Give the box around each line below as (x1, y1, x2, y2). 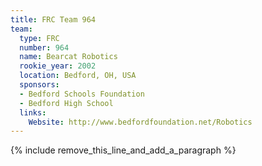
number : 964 (19, 42, 70, 53)
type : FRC (19, 33, 60, 43)
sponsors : (19, 80, 60, 90)
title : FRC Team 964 (10, 14, 97, 25)
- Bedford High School (19, 98, 114, 108)
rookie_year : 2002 (19, 61, 97, 71)
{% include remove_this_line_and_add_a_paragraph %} (10, 144, 237, 156)
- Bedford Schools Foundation (19, 89, 145, 99)
